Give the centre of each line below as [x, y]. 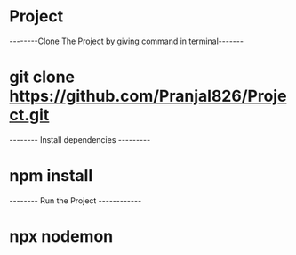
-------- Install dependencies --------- [80, 139]
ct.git [29, 115]
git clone [42, 77]
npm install [51, 176]
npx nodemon [61, 236]
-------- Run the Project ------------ [76, 200]
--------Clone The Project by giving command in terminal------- [127, 41]
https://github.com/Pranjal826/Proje [148, 96]
